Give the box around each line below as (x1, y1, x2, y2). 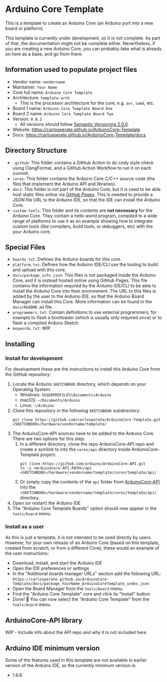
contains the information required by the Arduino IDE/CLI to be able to (12, 283, 156, 289)
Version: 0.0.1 (12, 116, 42, 122)
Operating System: (12, 386, 51, 393)
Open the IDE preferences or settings (12, 566, 89, 572)
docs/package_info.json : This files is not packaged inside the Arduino (12, 272, 156, 278)
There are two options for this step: (12, 436, 85, 442)
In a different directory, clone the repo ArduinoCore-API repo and (19, 441, 154, 447)
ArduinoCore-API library (5, 616, 82, 625)
